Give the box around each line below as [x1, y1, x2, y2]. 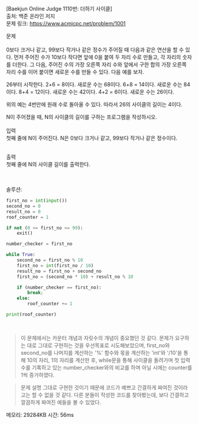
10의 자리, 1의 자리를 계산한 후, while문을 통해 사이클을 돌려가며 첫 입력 [27, 357, 190, 364]
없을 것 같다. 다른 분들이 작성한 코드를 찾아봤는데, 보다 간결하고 [44, 391, 189, 398]
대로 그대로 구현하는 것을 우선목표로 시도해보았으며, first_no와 [27, 342, 170, 349]
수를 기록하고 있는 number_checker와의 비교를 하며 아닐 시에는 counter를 [20, 364, 193, 371]
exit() [17, 230, 33, 237]
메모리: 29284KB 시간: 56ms [6, 411, 74, 418]
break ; [27, 290, 44, 296]
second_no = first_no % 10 [17, 257, 83, 263]
